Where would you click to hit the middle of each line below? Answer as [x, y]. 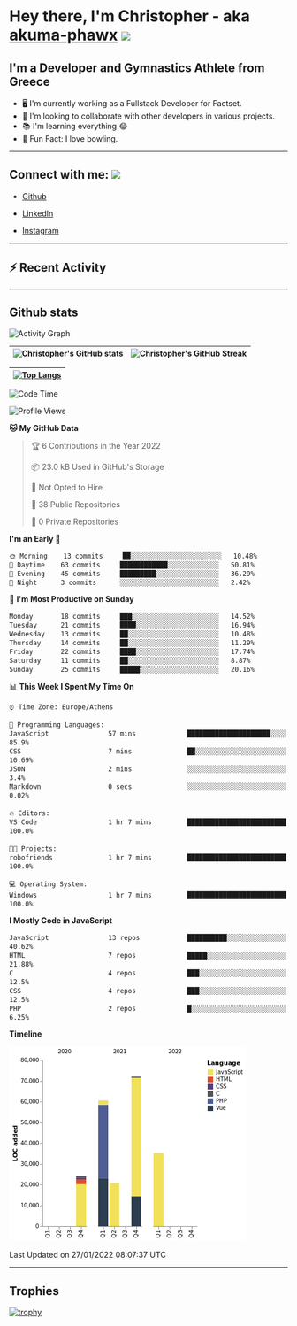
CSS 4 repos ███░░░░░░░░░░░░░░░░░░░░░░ [148, 991]
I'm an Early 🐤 [35, 539]
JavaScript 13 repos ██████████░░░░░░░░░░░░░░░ [148, 938]
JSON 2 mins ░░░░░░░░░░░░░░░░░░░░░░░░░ [148, 769]
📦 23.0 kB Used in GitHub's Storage [98, 467]
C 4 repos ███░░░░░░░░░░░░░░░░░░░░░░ [148, 974]
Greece [30, 81]
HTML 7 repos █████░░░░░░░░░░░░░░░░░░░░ [148, 956]
